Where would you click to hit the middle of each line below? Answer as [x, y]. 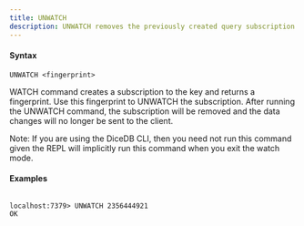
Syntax [23, 56]
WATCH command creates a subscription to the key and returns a [132, 91]
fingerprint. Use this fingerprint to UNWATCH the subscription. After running [152, 101]
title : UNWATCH [38, 18]
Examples [29, 179]
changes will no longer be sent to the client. [91, 120]
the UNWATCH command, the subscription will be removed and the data [145, 111]
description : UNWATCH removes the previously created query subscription [152, 26]
